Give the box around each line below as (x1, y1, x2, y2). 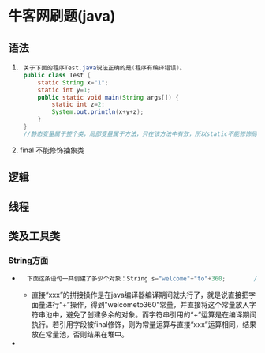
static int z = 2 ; (51, 100, 105, 109)
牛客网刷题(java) (8, 7, 116, 25)
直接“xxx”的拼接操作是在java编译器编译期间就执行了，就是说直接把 (31, 290, 249, 300)
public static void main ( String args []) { (37, 93, 180, 101)
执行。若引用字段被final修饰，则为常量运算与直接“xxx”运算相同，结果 (31, 320, 256, 329)
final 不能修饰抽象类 (19, 145, 84, 155)
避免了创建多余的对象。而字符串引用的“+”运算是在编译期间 (65, 310, 257, 320)
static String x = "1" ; (37, 78, 109, 87)
